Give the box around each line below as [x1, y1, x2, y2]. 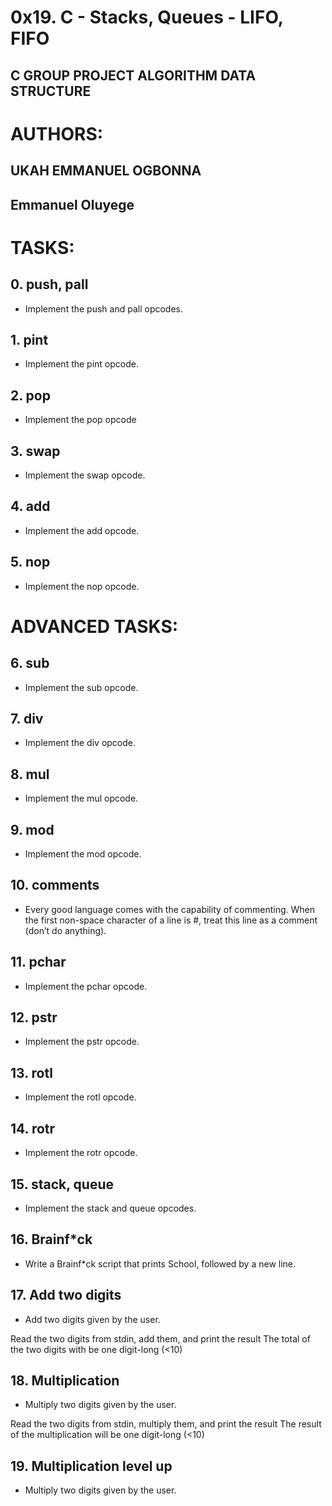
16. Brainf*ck [10, 1231, 93, 1248]
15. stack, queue [10, 1176, 115, 1193]
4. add [10, 498, 51, 515]
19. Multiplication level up [10, 1457, 173, 1475]
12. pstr [10, 1009, 58, 1026]
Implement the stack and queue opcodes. [24, 1202, 197, 1214]
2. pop [10, 387, 51, 404]
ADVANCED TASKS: [10, 615, 179, 638]
